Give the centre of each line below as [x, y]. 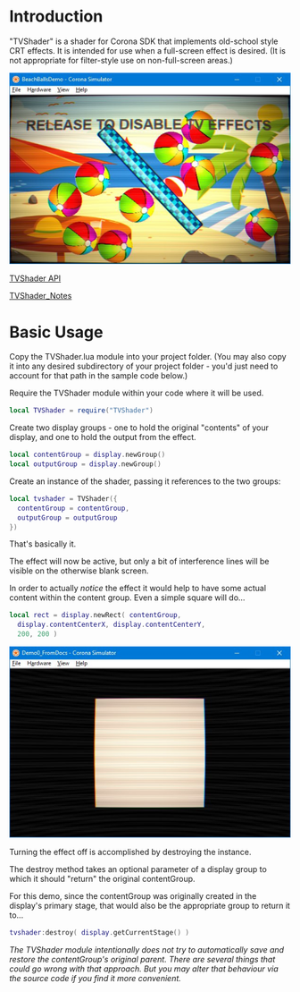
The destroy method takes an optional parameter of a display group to [138, 869]
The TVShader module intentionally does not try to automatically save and [146, 950]
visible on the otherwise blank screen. [79, 571]
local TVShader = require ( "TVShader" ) [81, 411]
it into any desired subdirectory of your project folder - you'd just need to [144, 366]
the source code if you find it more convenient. [95, 979]
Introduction [56, 17]
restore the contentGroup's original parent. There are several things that [142, 960]
